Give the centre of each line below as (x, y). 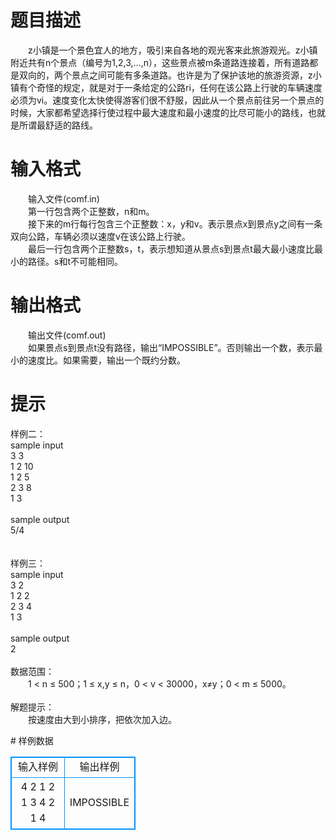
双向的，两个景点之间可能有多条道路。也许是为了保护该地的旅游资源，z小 (170, 75)
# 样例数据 (32, 740)
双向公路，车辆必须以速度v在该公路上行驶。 (100, 236)
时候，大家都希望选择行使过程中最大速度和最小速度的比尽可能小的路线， (159, 112)
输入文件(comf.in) (63, 198)
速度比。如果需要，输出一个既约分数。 (106, 360)
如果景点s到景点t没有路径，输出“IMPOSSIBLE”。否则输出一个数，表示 (171, 347)
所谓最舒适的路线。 (58, 125)
